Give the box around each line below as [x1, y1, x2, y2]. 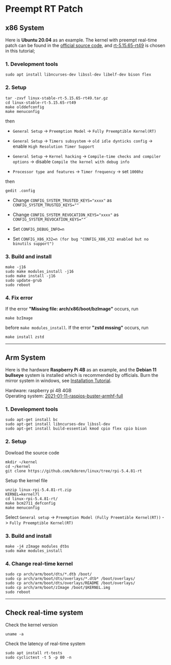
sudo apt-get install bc [5, 417, 58, 422]
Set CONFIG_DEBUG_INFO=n [12, 226, 65, 232]
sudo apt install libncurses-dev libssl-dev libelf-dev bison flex [5, 72, 152, 77]
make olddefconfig [5, 104, 44, 110]
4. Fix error [5, 294, 33, 301]
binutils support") [12, 241, 54, 246]
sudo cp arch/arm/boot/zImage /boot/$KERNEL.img [5, 585, 110, 590]
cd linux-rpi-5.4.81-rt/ [5, 496, 58, 501]
